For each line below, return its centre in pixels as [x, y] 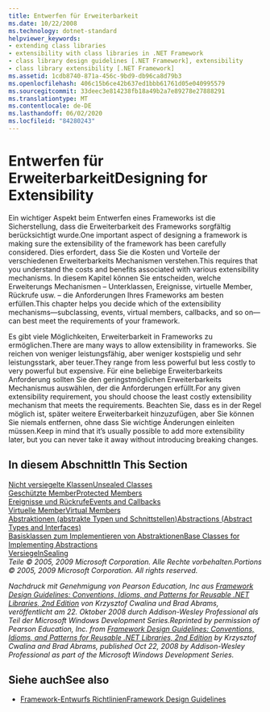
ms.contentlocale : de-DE [50, 106]
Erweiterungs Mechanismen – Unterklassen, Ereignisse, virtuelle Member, [131, 286]
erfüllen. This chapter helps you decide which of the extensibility [115, 303]
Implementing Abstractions [53, 544]
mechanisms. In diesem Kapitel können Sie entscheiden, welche [115, 278]
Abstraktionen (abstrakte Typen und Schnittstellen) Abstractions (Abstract [130, 519]
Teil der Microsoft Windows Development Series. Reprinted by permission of [134, 620]
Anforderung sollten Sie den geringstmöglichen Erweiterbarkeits [115, 379]
